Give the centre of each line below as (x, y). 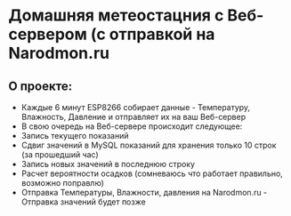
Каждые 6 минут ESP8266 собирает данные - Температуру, (136, 107)
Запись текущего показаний (75, 136)
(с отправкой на (153, 34)
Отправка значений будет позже (83, 202)
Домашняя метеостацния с (116, 16)
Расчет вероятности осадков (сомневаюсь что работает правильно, (152, 173)
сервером (48, 34)
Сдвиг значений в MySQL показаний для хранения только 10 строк (149, 145)
